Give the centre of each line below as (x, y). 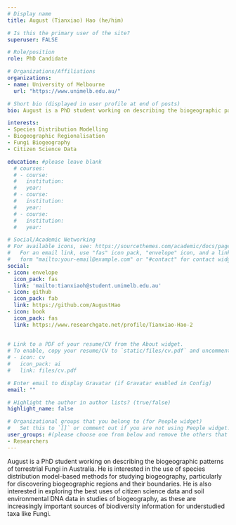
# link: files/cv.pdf (42, 370)
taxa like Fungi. (29, 513)
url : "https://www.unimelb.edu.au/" (67, 91)
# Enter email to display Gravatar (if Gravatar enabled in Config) (110, 383)
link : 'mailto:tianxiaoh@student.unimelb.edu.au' (87, 285)
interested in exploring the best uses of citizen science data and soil (106, 491)
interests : (23, 123)
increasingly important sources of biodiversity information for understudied (116, 506)
